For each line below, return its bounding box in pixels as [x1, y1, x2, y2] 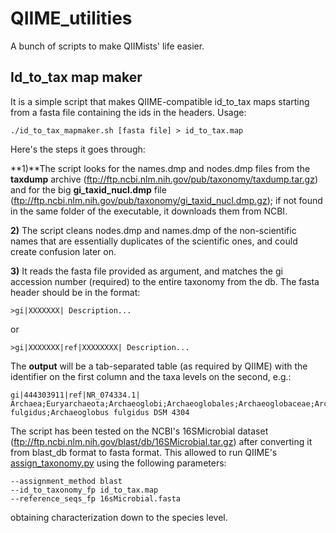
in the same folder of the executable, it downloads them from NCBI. [10, 205, 288, 217]
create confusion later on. [10, 245, 117, 257]
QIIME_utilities [10, 7, 133, 30]
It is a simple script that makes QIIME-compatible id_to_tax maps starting [10, 95, 310, 107]
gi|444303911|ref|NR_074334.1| [10, 390, 141, 400]
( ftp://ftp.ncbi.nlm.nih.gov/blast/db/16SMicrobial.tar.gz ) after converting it [10, 435, 313, 447]
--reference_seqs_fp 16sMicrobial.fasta [10, 493, 182, 504]
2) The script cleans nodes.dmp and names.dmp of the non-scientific [10, 224, 297, 236]
